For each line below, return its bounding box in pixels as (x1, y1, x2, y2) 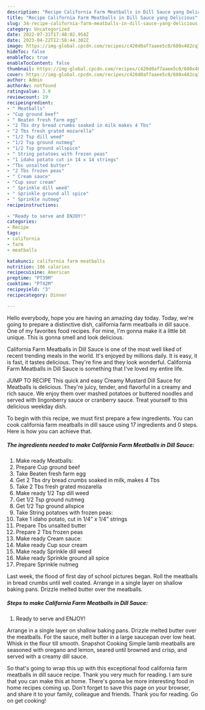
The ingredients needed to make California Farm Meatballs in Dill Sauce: (7, 441, 195, 449)
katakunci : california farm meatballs (7, 258, 105, 264)
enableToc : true (7, 54, 48, 60)
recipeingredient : (7, 100, 54, 106)
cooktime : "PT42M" (7, 281, 54, 287)
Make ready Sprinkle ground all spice (15, 554, 109, 562)
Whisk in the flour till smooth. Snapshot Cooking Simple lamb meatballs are (7, 639, 195, 647)
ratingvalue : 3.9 (7, 89, 51, 95)
